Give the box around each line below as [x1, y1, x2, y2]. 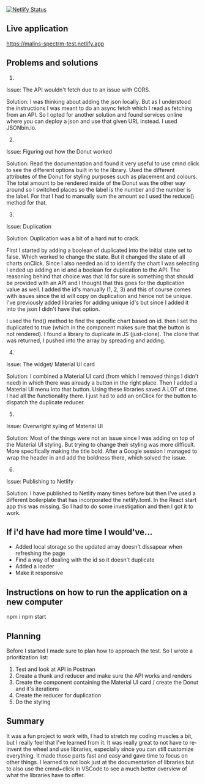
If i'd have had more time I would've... [6, 527, 153, 538]
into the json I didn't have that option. [6, 305, 100, 313]
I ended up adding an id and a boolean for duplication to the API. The [6, 266, 181, 273]
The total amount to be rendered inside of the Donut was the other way [6, 179, 185, 187]
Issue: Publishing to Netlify [6, 477, 74, 485]
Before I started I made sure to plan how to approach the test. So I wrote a [6, 647, 193, 654]
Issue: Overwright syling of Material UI [6, 422, 103, 429]
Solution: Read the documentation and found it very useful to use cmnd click [6, 160, 199, 167]
